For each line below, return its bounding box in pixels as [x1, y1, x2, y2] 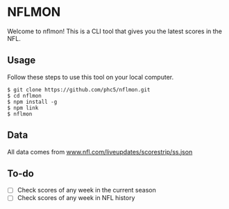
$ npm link [7, 104, 39, 111]
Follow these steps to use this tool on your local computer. [7, 73, 174, 81]
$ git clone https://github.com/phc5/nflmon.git [7, 86, 151, 93]
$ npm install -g [7, 98, 58, 105]
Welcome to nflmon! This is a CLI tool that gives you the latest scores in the [7, 27, 223, 35]
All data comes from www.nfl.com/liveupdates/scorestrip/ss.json [7, 147, 193, 156]
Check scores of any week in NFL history [17, 194, 135, 202]
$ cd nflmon [7, 92, 42, 99]
